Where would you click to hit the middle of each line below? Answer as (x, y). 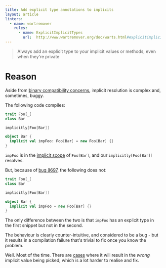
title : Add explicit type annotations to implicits (59, 10)
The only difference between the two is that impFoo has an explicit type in (80, 220)
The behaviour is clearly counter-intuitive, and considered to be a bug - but (82, 235)
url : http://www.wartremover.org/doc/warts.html (75, 38)
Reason (21, 77)
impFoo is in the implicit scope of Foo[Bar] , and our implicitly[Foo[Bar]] (79, 155)
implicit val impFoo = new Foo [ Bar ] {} (51, 206)
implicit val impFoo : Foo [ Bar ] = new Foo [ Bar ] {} (62, 141)
